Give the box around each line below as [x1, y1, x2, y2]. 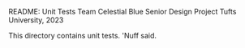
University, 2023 [8, 15, 64, 25]
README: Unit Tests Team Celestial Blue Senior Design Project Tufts [8, 7, 237, 16]
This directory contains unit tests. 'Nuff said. [8, 31, 157, 40]
